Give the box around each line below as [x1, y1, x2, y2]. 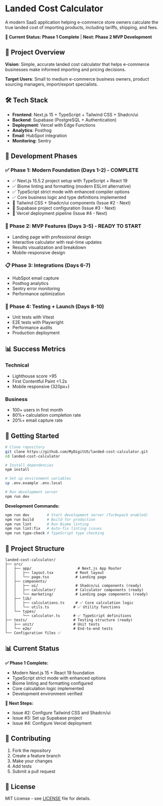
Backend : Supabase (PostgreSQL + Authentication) [12, 116, 117, 123]
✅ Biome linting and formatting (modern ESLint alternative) [12, 183, 131, 189]
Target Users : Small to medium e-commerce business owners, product [5, 76, 149, 82]
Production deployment [12, 330, 60, 336]
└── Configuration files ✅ [5, 631, 61, 635]
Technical [5, 362, 29, 369]
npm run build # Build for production [5, 517, 96, 522]
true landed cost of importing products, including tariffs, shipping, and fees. [5, 24, 159, 30]
